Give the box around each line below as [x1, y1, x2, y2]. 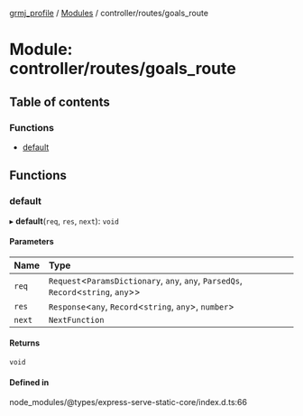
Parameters [9, 236, 54, 247]
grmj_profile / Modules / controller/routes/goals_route [9, 8, 209, 18]
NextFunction [48, 315, 105, 325]
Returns [9, 337, 41, 348]
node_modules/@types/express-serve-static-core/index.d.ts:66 [9, 397, 248, 408]
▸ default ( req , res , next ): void [9, 216, 119, 226]
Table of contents [9, 94, 110, 109]
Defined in [9, 376, 50, 387]
